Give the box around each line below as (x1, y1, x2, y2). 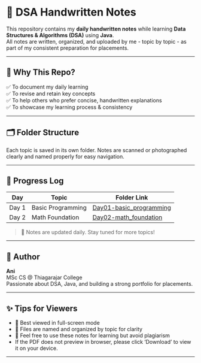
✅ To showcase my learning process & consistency (6, 103, 133, 110)
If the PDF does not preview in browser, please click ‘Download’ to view (14, 338, 191, 345)
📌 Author (6, 252, 40, 262)
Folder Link (115, 193, 148, 202)
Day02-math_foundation (92, 213, 163, 222)
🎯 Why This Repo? (6, 67, 76, 77)
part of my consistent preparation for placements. (6, 44, 129, 52)
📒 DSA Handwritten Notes (6, 5, 136, 19)
